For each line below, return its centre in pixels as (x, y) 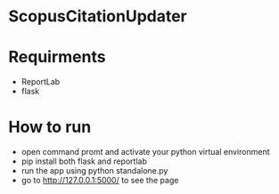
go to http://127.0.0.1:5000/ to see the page (100, 181)
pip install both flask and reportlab (84, 161)
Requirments (57, 57)
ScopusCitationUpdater (98, 16)
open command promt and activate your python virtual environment (145, 152)
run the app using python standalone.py (94, 171)
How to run (50, 127)
